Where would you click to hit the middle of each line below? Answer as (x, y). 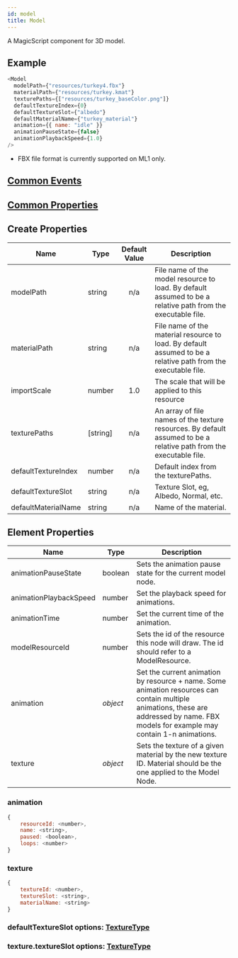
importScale (31, 390)
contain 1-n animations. (177, 734)
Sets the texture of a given (180, 746)
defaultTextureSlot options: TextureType (79, 928)
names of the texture (189, 419)
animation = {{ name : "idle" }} (58, 125)
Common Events (45, 181)
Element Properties (51, 532)
